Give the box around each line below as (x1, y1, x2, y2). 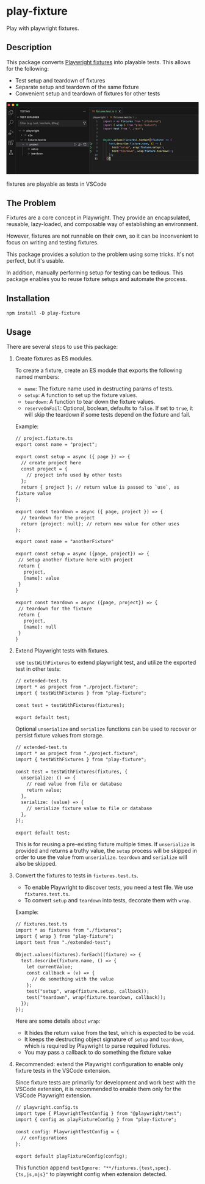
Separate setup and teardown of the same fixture (15, 83, 139, 90)
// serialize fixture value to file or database (26, 805, 153, 811)
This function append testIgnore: (15, 1164, 101, 1171)
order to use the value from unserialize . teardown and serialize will (15, 853, 187, 861)
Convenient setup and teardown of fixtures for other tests (15, 90, 160, 97)
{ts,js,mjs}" (15, 1171, 49, 1177)
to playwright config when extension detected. (49, 1170, 167, 1177)
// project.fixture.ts (15, 435, 73, 441)
